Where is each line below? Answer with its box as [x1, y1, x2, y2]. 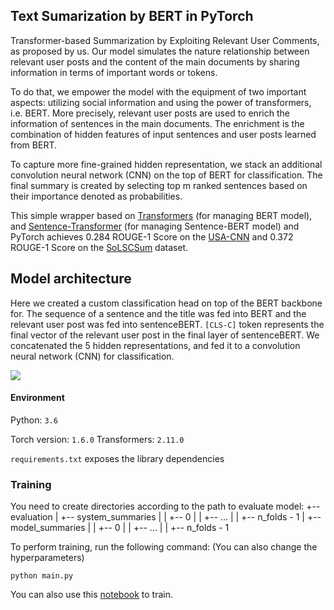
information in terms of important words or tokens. [10, 66, 218, 78]
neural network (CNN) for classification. [10, 350, 175, 362]
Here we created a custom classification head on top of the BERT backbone [10, 297, 323, 309]
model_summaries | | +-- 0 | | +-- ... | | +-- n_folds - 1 [10, 522, 230, 534]
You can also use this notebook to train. [10, 589, 174, 601]
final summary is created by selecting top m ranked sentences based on [10, 179, 308, 191]
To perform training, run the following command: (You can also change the [10, 541, 318, 553]
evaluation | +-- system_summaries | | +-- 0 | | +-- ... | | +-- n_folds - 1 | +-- [10, 511, 322, 523]
